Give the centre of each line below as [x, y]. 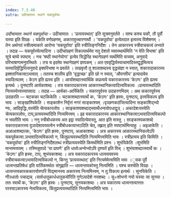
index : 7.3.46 [20, 10]
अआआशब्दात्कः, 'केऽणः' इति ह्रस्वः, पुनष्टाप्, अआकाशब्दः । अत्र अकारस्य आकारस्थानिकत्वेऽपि [80, 131]
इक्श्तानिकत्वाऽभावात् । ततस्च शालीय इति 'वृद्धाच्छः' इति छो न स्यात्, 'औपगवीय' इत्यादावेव [77, 74]
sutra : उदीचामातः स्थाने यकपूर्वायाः [33, 15]
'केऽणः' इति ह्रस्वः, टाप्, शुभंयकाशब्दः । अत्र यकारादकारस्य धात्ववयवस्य [62, 154]
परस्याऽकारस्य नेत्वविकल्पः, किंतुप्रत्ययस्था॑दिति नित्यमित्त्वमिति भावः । [59, 188]
